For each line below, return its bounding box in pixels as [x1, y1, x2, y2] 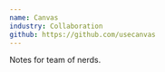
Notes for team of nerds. [9, 55, 102, 66]
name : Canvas [9, 13, 59, 22]
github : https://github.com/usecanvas [9, 30, 156, 39]
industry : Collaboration [9, 22, 103, 31]
